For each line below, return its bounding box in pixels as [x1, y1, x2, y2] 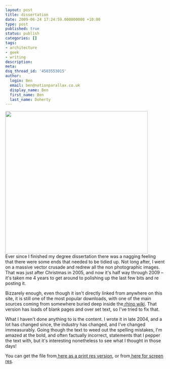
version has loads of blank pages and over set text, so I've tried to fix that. [5, 306, 160, 312]
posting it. [5, 280, 26, 286]
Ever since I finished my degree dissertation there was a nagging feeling [5, 253, 156, 260]
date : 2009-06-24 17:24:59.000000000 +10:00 [5, 17, 101, 22]
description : [5, 59, 33, 64]
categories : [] [5, 36, 37, 41]
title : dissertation [5, 12, 49, 17]
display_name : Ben [10, 87, 49, 93]
